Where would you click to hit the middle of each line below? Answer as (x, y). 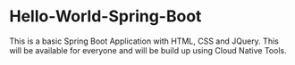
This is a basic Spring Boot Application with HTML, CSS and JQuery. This (144, 41)
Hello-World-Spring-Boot (105, 16)
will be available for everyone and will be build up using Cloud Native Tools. (148, 50)
